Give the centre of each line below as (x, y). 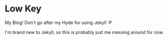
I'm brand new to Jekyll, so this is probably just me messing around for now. (84, 32)
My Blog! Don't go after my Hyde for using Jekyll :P (58, 22)
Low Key (23, 9)
